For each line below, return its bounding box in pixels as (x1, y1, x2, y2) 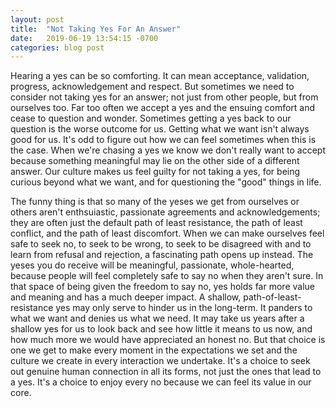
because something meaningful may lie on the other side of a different (10, 155, 300, 167)
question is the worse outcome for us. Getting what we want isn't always (10, 123, 310, 135)
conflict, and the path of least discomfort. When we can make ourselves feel (10, 227, 325, 240)
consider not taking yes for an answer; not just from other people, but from (10, 91, 319, 103)
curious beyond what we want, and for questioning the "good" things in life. (10, 176, 322, 188)
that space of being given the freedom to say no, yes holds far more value (10, 281, 315, 293)
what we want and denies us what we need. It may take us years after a (10, 312, 305, 325)
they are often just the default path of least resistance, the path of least (10, 217, 303, 229)
